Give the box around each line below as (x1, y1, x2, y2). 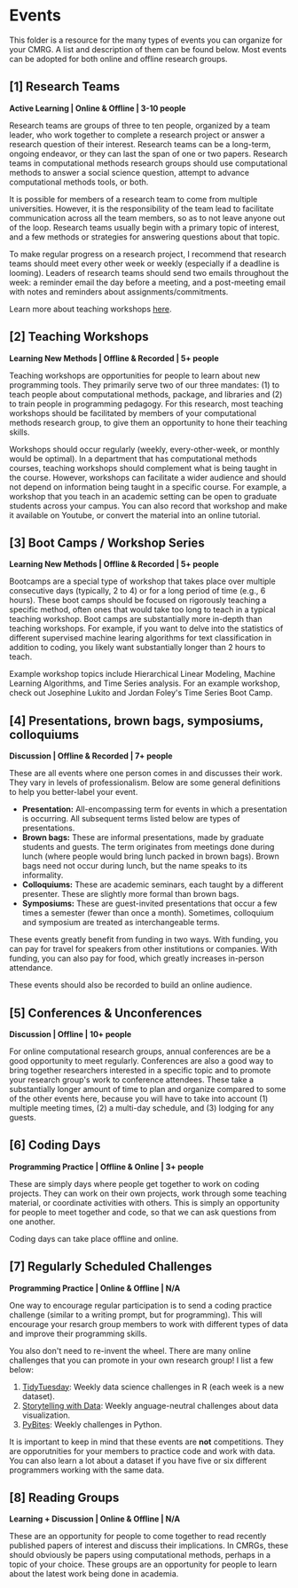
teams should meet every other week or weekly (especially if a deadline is (9, 258, 280, 269)
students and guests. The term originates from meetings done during (21, 842, 275, 853)
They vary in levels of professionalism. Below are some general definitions (9, 777, 281, 788)
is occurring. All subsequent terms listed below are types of (21, 814, 241, 824)
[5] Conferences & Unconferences (9, 1005, 202, 1020)
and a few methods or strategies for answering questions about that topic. (9, 232, 280, 242)
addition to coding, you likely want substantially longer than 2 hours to (9, 642, 266, 653)
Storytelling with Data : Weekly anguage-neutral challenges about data (21, 1400, 278, 1411)
